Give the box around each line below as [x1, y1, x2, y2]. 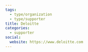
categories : [5, 26, 30, 31]
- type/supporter [9, 16, 46, 21]
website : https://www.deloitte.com [9, 40, 84, 45]
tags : [5, 7, 16, 12]
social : [5, 35, 21, 40]
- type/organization [9, 12, 52, 17]
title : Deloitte [5, 21, 39, 26]
